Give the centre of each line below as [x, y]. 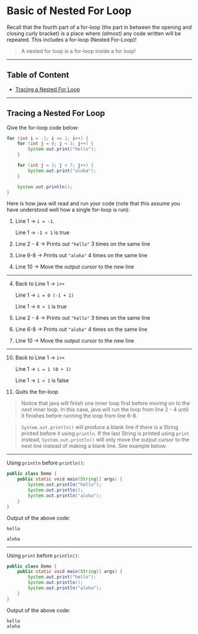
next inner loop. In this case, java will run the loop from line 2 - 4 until [105, 410]
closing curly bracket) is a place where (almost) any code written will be [94, 33]
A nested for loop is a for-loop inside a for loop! [78, 51]
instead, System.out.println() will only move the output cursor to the [105, 440]
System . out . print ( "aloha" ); [62, 171]
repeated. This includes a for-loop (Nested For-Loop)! [72, 39]
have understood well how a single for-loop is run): [68, 210]
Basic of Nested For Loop [69, 11]
